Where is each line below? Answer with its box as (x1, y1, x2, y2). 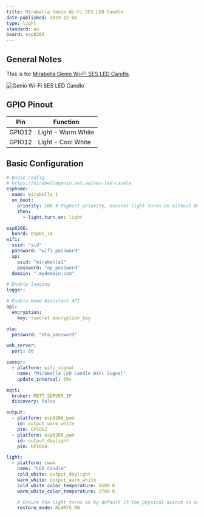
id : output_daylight (17, 437, 69, 444)
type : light (6, 20, 36, 26)
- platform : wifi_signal (12, 365, 75, 371)
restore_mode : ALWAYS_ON (17, 505, 80, 511)
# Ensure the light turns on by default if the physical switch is (17, 499, 191, 505)
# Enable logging (6, 281, 50, 288)
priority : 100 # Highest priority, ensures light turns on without (17, 203, 191, 209)
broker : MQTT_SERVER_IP (12, 393, 72, 399)
